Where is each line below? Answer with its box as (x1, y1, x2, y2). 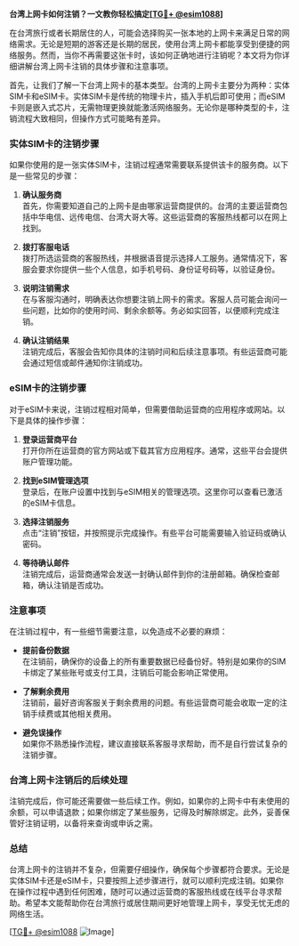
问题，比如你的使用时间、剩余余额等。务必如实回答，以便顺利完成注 (29, 305, 280, 316)
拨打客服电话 (21, 242, 69, 253)
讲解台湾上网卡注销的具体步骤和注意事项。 (16, 61, 174, 71)
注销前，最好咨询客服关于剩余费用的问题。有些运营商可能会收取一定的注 (21, 697, 287, 707)
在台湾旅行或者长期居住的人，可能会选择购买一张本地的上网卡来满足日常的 (9, 28, 282, 38)
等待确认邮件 (21, 557, 69, 568)
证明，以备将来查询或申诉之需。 (39, 818, 158, 829)
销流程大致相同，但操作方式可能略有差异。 (9, 113, 166, 124)
